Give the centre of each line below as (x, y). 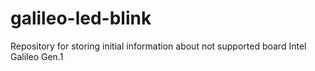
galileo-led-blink (81, 18)
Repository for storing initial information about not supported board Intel (158, 46)
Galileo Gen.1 (37, 56)
